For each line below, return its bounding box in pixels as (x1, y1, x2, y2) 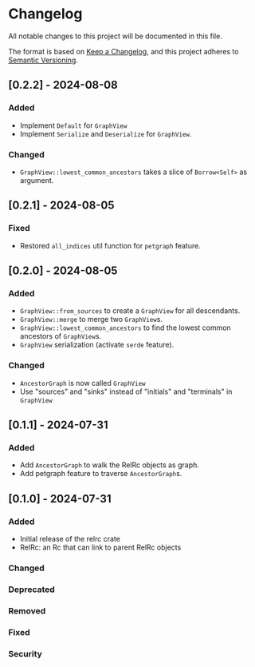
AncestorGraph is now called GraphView (19, 378, 146, 387)
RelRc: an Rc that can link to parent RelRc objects (19, 542, 182, 552)
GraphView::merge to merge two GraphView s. (19, 315, 163, 324)
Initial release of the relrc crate (19, 534, 121, 543)
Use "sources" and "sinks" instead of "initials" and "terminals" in (19, 387, 233, 396)
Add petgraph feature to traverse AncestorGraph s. (19, 469, 182, 478)
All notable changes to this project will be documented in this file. (8, 31, 223, 41)
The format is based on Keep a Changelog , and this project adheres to (8, 46, 239, 56)
